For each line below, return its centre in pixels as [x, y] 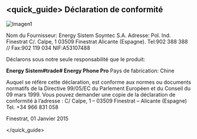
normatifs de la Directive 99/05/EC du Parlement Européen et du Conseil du [98, 88]
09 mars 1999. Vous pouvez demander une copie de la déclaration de [91, 94]
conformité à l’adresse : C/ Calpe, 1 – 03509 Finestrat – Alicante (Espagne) [97, 101]
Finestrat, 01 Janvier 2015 [38, 118]
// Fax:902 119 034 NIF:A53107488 [48, 48]
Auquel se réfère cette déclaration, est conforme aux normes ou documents [98, 82]
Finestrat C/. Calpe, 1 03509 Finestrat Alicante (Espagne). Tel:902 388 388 [97, 41]
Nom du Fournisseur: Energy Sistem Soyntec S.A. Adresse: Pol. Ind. [88, 35]
